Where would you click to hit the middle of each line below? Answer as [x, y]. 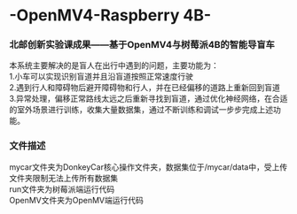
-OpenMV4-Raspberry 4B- [110, 15]
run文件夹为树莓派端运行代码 [62, 189]
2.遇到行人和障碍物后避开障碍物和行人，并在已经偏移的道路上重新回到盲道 [145, 88]
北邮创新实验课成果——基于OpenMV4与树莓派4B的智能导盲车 [142, 45]
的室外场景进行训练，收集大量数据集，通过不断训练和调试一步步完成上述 [141, 110]
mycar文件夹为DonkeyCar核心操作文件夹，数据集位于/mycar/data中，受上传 [148, 167]
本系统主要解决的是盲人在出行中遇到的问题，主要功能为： [114, 65]
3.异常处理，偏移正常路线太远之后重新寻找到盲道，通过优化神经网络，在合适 [148, 99]
